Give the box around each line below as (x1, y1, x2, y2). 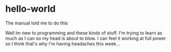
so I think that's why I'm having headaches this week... (5, 40, 120, 46)
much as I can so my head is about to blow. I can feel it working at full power (5, 35, 166, 41)
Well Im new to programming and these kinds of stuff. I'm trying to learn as (5, 30, 162, 36)
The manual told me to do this (5, 20, 68, 26)
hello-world (5, 3, 56, 15)
